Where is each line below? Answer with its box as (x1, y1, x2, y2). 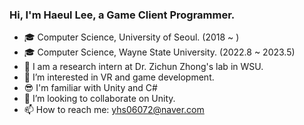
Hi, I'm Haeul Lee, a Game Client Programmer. (9, 8, 236, 22)
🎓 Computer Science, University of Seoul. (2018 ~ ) (23, 31, 240, 43)
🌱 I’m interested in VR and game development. (23, 71, 215, 83)
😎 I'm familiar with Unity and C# (23, 82, 158, 94)
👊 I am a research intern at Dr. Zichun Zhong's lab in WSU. (23, 61, 264, 73)
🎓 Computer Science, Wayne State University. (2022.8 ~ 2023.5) (23, 46, 296, 58)
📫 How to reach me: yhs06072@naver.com (23, 104, 205, 116)
